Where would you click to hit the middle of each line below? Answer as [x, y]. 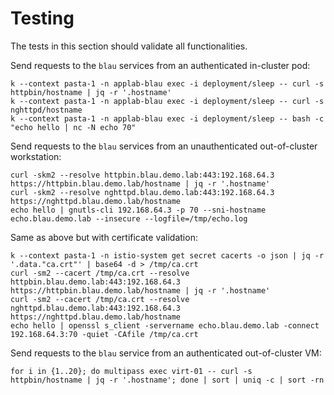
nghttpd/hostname [46, 110]
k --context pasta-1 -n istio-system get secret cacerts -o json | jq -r [167, 255]
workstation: [36, 156]
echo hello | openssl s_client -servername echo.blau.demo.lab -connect [165, 325]
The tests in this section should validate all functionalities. [129, 46]
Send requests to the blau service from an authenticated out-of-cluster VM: [166, 353]
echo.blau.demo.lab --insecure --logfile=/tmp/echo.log [129, 218]
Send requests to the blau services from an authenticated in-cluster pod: [160, 65]
